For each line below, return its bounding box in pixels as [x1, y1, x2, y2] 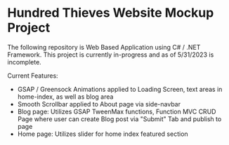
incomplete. [7, 57, 42, 66]
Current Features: [7, 71, 58, 80]
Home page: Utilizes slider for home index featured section [17, 130, 188, 138]
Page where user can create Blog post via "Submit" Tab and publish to [17, 114, 222, 123]
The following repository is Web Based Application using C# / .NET [7, 43, 201, 51]
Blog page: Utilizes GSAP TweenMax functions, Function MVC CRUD [17, 107, 216, 116]
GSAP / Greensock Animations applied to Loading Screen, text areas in [17, 85, 223, 93]
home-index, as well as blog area [17, 92, 114, 101]
